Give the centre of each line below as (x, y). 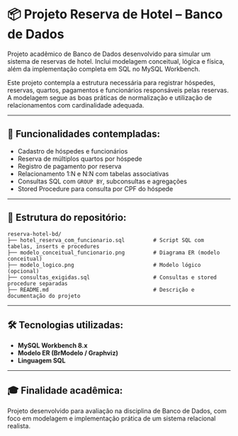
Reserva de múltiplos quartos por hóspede (80, 159)
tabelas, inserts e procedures (53, 246)
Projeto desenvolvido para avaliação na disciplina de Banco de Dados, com (117, 411)
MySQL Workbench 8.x (52, 345)
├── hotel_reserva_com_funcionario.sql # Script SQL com (106, 240)
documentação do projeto (44, 296)
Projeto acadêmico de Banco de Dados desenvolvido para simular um (109, 54)
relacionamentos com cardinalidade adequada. (76, 105)
